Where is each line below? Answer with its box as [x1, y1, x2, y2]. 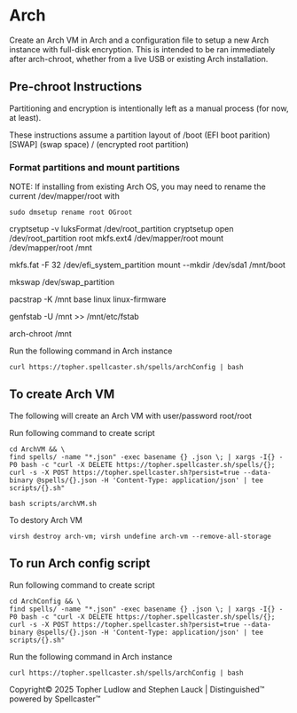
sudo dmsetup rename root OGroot [9, 208, 133, 218]
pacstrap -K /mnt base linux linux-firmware [9, 294, 167, 305]
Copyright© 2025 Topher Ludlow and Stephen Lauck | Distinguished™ [9, 684, 265, 694]
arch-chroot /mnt [9, 329, 73, 339]
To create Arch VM [9, 387, 115, 402]
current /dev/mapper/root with [9, 191, 120, 202]
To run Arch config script [9, 556, 151, 571]
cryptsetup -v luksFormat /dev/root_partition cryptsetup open [9, 224, 234, 234]
